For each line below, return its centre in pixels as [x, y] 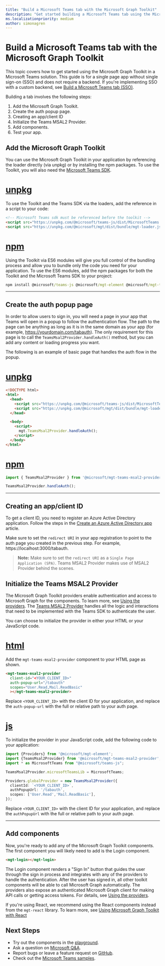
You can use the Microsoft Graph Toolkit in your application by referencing [81, 160]
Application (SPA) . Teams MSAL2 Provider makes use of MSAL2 [83, 563]
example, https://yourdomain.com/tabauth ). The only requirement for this [79, 332]
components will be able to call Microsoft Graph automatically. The [73, 885]
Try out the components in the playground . [56, 942]
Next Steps [23, 931]
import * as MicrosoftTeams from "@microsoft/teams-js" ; [65, 763]
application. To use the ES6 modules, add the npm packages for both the [79, 270]
